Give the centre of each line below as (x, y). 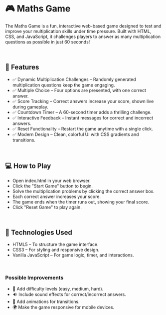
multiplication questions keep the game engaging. (64, 85)
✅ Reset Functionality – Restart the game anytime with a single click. (83, 128)
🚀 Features (22, 67)
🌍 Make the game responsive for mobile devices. (63, 307)
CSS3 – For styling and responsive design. (56, 250)
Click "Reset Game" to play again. (47, 207)
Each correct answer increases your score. (57, 196)
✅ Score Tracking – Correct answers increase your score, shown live (83, 101)
